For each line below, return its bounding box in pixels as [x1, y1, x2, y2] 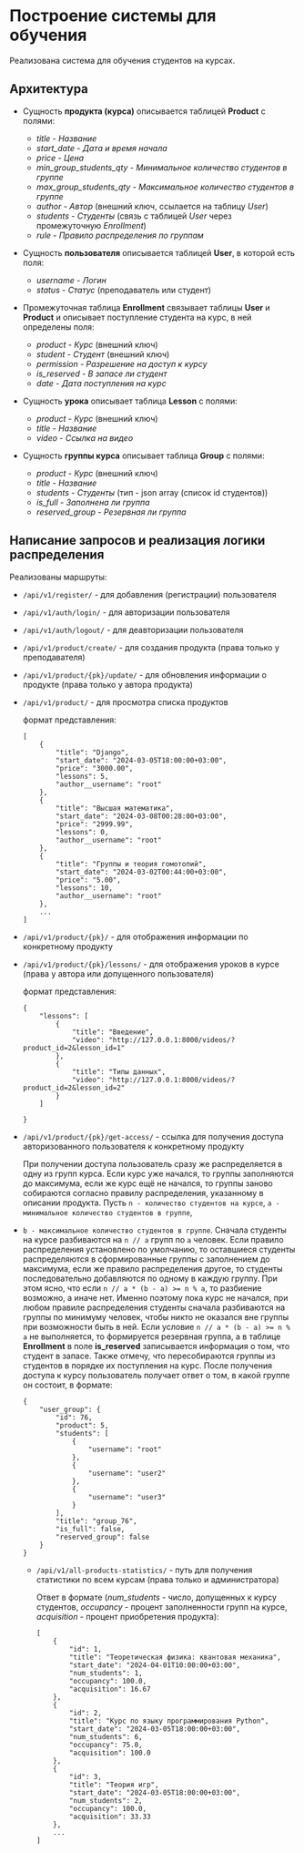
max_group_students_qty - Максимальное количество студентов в [35, 181, 294, 192]
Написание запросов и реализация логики [9, 533, 266, 548]
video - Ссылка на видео [35, 432, 134, 443]
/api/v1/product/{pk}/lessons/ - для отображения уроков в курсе [22, 958, 279, 969]
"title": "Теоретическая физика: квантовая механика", [68, 1653, 282, 1662]
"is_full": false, [56, 1524, 126, 1533]
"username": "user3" [87, 1492, 167, 1501]
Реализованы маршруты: [9, 571, 107, 582]
